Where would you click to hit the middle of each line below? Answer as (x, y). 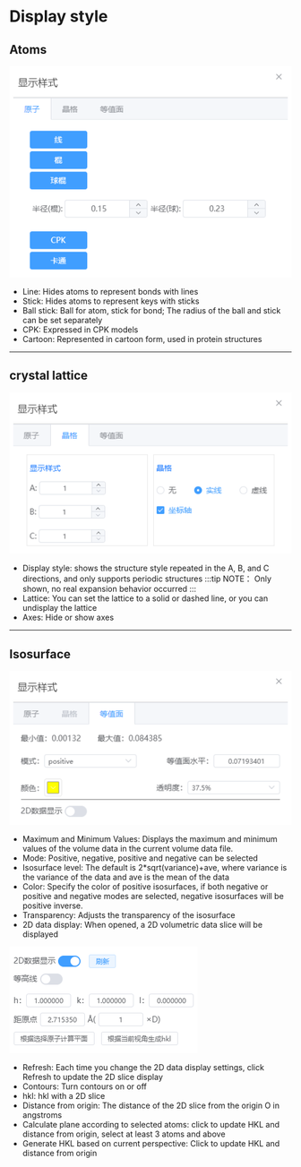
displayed (40, 934)
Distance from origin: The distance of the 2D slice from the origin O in (151, 1105)
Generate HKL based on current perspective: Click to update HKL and (151, 1143)
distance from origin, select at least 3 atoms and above (124, 1134)
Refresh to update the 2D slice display (92, 1077)
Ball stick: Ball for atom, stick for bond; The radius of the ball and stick (151, 310)
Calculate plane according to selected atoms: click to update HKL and (151, 1124)
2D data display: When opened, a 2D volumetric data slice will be (142, 924)
